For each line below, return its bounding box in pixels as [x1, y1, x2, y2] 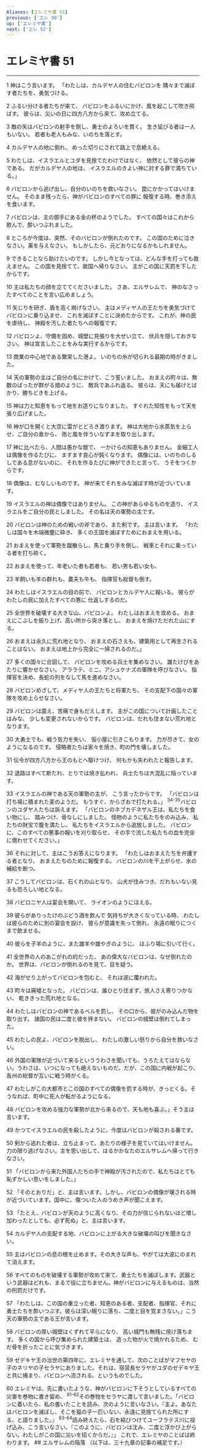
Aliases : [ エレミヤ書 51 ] [6, 9, 68, 15]
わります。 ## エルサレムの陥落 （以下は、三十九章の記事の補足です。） [6, 1439, 186, 1446]
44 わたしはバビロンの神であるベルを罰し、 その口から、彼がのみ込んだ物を [6, 1007, 199, 1015]
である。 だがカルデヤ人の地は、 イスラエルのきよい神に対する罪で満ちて [6, 164, 192, 172]
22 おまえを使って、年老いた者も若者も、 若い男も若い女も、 [6, 563, 161, 570]
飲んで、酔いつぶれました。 [6, 221, 76, 229]
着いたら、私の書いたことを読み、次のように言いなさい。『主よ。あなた [17, 1400, 197, 1408]
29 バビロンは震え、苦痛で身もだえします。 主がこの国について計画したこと [6, 707, 198, 715]
